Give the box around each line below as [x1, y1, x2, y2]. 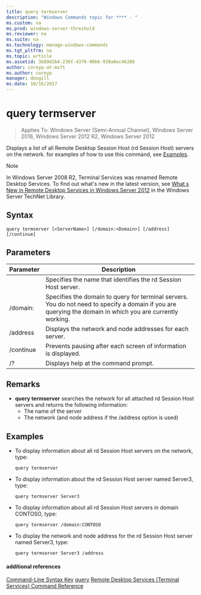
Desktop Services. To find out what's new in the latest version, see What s [6, 180, 190, 187]
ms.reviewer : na [6, 31, 47, 37]
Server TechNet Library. [6, 192, 65, 200]
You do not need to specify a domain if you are [45, 300, 176, 308]
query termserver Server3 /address [14, 550, 104, 556]
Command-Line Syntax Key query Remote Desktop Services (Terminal [6, 576, 179, 583]
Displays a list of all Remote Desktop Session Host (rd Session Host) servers [6, 144, 194, 151]
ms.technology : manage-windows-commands [6, 42, 109, 48]
